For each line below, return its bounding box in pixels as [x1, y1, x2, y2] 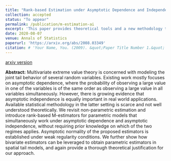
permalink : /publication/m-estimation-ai [5, 21, 95, 27]
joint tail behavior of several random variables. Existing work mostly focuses [5, 74, 165, 80]
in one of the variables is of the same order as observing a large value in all [5, 85, 163, 91]
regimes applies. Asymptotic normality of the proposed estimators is [5, 128, 149, 135]
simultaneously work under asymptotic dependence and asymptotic [5, 117, 148, 123]
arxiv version [5, 59, 33, 65]
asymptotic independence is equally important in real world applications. [5, 96, 158, 102]
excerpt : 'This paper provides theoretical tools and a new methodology [5, 26, 163, 31]
